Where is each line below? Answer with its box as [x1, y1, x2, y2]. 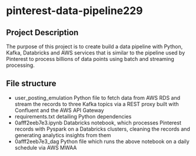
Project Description [6, 28, 79, 38]
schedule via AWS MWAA [14, 144, 77, 151]
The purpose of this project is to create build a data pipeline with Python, [6, 43, 183, 50]
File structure [6, 79, 57, 89]
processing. [6, 62, 35, 69]
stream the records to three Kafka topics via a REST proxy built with [14, 100, 180, 107]
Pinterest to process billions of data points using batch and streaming [6, 56, 175, 62]
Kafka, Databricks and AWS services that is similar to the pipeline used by [6, 49, 185, 56]
